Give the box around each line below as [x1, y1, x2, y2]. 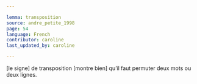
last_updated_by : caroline [6, 43, 75, 49]
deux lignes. [6, 71, 37, 78]
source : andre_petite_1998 [6, 19, 75, 26]
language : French [6, 31, 51, 37]
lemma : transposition [6, 14, 62, 20]
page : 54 [6, 26, 29, 32]
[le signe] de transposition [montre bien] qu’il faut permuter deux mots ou [6, 65, 192, 72]
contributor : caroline [6, 37, 64, 43]
